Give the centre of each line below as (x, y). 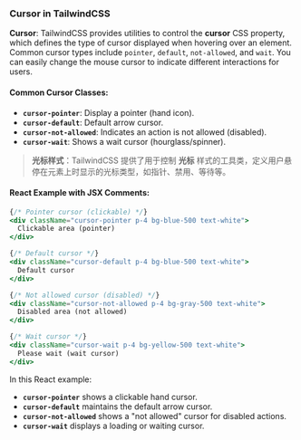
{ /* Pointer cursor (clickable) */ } (78, 212)
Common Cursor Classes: (59, 92)
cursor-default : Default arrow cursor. (93, 122)
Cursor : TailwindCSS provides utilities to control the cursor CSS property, (147, 33)
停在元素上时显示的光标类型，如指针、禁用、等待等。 (131, 171)
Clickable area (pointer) (67, 229)
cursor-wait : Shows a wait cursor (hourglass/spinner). (124, 141)
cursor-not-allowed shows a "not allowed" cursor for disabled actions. (155, 416)
